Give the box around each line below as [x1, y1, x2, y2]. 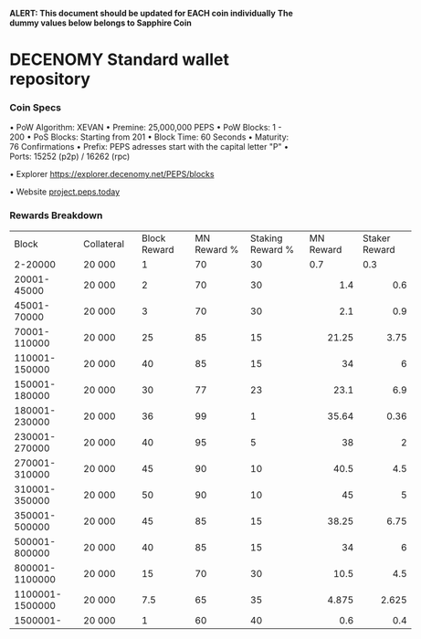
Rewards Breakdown [9, 209, 103, 222]
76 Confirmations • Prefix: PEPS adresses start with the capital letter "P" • [9, 141, 289, 152]
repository [9, 68, 91, 89]
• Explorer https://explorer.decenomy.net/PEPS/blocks [9, 169, 215, 180]
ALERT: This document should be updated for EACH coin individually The [9, 8, 294, 18]
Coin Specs [9, 101, 62, 114]
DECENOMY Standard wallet [9, 49, 230, 70]
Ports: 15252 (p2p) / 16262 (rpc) [9, 151, 131, 162]
